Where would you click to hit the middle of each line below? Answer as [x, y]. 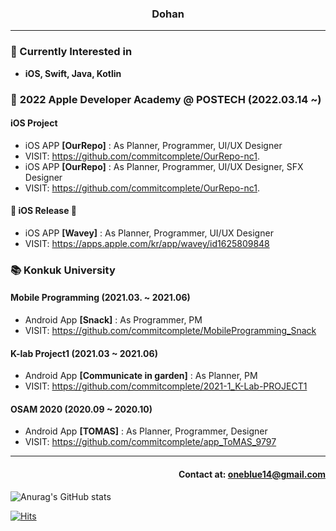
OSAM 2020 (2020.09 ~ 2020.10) [81, 409]
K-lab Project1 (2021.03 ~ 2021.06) [84, 353]
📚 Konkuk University [63, 270]
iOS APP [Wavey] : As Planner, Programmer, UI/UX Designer [149, 233]
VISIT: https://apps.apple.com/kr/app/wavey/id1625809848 [147, 243]
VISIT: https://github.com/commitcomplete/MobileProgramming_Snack [170, 331]
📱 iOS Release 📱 [44, 211]
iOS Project [34, 123]
